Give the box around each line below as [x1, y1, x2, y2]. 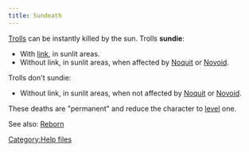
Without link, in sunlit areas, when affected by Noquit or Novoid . [19, 57, 229, 67]
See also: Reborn [8, 119, 64, 128]
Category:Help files [8, 134, 72, 144]
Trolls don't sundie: [8, 72, 72, 82]
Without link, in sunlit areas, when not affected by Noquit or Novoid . [19, 88, 242, 98]
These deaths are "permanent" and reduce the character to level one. [8, 103, 237, 113]
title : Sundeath [8, 11, 62, 20]
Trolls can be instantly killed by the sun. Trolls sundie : [8, 33, 185, 43]
